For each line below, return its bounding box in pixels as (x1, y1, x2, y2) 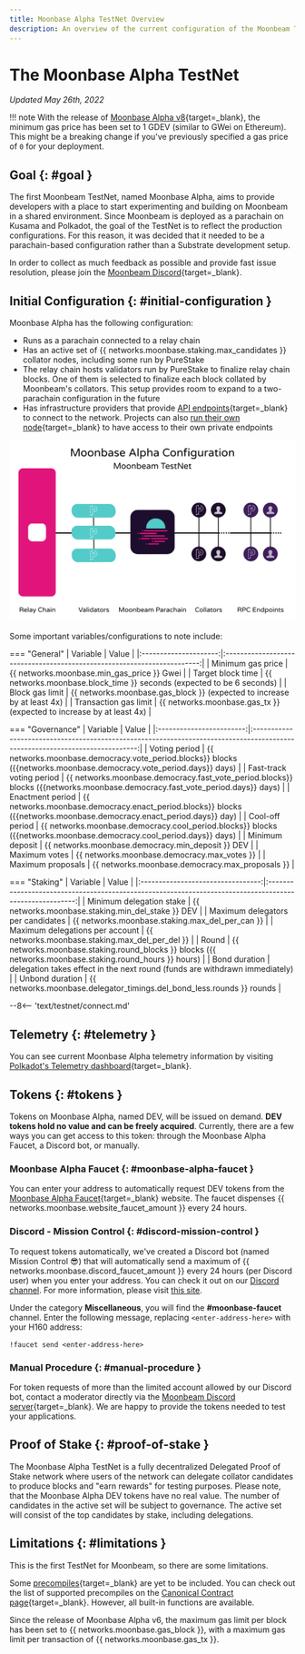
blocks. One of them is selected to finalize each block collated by (22, 373, 267, 385)
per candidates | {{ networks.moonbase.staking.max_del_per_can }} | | (9, 916, 274, 926)
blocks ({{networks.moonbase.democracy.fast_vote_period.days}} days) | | (9, 782, 290, 793)
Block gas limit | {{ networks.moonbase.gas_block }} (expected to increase (9, 687, 290, 698)
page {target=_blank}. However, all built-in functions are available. (9, 1597, 255, 1608)
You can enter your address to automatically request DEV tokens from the (9, 1184, 285, 1194)
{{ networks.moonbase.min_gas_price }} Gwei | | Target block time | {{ (9, 668, 272, 678)
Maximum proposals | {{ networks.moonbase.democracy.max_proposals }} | (9, 859, 295, 870)
